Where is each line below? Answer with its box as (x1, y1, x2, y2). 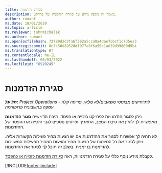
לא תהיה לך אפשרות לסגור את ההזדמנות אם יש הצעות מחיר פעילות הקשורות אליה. (5, 133, 158, 139)
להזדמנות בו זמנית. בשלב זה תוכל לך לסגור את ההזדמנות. (5, 144, 111, 150)
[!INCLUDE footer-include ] (5, 163, 57, 169)
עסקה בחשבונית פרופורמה (5, 104, 54, 110)
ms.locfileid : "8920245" (5, 62, 56, 66)
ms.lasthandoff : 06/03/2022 (5, 57, 63, 62)
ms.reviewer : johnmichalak (5, 30, 60, 35)
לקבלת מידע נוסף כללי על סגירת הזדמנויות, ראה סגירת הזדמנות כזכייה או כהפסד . (5, 153, 153, 159)
